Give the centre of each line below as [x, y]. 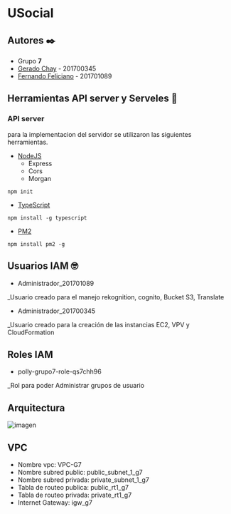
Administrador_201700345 [57, 311]
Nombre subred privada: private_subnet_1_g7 [83, 480]
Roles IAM [30, 354]
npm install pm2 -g [36, 244]
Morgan [40, 178]
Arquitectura [36, 408]
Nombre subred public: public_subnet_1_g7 [80, 472]
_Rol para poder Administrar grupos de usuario [76, 386]
